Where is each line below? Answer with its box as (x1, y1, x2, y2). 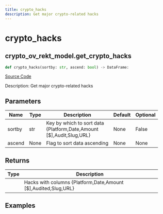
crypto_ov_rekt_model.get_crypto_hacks (5, 52, 132, 60)
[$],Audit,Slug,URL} (46, 132, 91, 139)
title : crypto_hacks (5, 7, 47, 12)
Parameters (5, 97, 41, 105)
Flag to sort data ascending (46, 140, 109, 146)
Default (113, 111, 131, 118)
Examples (5, 201, 35, 210)
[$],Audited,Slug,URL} (24, 185, 74, 192)
